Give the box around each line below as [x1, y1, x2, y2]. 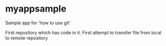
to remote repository [5, 35, 48, 41]
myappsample [5, 3, 67, 15]
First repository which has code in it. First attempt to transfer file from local [5, 29, 161, 35]
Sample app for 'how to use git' [5, 20, 71, 26]
